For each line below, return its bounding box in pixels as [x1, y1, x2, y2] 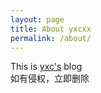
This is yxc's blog [10, 61, 83, 73]
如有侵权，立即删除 [10, 72, 90, 85]
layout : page [10, 14, 65, 25]
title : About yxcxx [10, 24, 92, 34]
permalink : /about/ [10, 33, 92, 43]
